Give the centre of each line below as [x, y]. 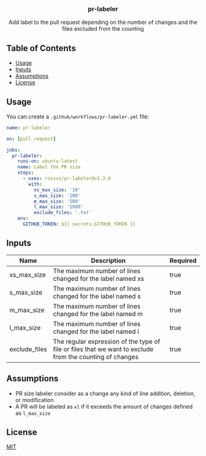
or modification [34, 400]
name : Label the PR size [49, 167]
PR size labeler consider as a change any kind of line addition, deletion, [105, 393]
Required [183, 260]
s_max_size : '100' [57, 195]
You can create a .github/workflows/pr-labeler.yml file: [78, 116]
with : [36, 184]
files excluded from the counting [103, 29]
